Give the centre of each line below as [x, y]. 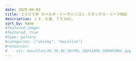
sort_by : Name [20, 23]
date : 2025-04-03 [23, 10]
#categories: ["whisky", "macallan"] [44, 42]
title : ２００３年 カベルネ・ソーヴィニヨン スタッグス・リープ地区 [66, 14]
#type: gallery [21, 37]
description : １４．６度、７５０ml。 [40, 19]
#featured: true [22, 32]
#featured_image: [23, 28]
